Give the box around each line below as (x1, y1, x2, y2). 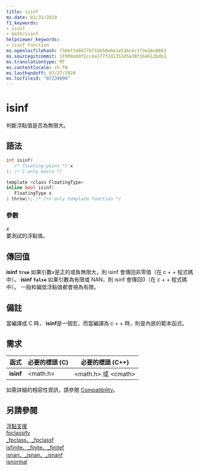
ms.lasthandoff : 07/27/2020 (6, 70, 76, 76)
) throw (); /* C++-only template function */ (6, 196, 121, 202)
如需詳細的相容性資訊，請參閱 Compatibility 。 (6, 386, 119, 393)
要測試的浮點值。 (6, 232, 48, 239)
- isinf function (6, 42, 49, 48)
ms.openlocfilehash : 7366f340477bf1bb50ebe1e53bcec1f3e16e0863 (6, 48, 167, 54)
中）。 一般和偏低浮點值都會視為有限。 (6, 284, 99, 291)
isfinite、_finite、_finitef (6, 443, 64, 451)
